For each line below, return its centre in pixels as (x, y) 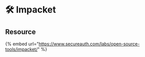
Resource (21, 32)
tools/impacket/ (21, 49)
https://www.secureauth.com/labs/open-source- (89, 44)
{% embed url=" (22, 44)
